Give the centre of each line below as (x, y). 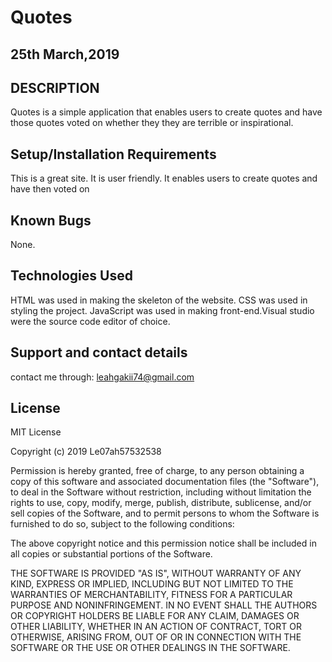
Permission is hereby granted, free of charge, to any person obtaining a (157, 471)
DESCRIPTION (55, 87)
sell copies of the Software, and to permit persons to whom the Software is (165, 513)
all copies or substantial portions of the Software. (111, 554)
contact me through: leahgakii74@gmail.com (102, 377)
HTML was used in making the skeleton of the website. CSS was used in (159, 300)
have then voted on (50, 189)
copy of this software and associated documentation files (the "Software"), (165, 482)
